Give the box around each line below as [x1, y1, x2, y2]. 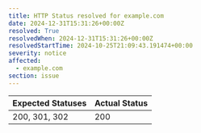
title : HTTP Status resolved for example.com [8, 11, 164, 20]
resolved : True [8, 27, 60, 35]
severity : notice [8, 49, 67, 57]
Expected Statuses [12, 98, 87, 109]
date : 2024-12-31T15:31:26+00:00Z [8, 19, 125, 27]
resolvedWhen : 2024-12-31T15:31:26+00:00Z [8, 34, 153, 43]
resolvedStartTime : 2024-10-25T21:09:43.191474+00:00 [8, 42, 194, 50]
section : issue [8, 72, 60, 80]
